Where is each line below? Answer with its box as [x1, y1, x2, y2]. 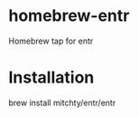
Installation [8, 67, 95, 88]
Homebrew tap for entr [8, 35, 94, 46]
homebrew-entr [8, 5, 130, 26]
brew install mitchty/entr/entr [8, 97, 116, 108]
